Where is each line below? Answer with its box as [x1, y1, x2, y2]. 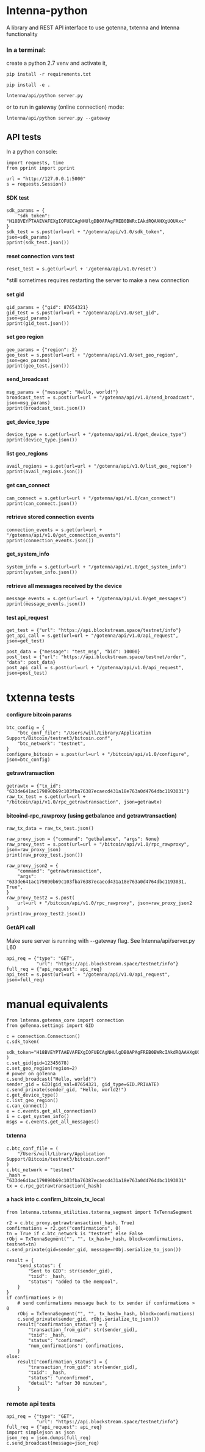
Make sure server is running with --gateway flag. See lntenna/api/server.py [6, 937, 195, 945]
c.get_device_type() [6, 1092, 59, 1098]
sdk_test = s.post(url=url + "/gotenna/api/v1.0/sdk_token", [6, 229, 165, 235]
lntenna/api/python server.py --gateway [6, 115, 111, 122]
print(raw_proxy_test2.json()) [6, 911, 86, 917]
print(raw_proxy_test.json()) [6, 852, 84, 858]
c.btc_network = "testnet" [6, 1167, 75, 1173]
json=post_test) [6, 670, 48, 677]
